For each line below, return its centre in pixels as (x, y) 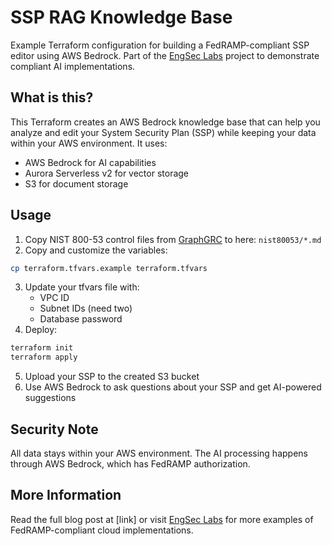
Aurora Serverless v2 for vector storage (107, 173)
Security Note (54, 429)
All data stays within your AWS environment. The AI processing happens (159, 453)
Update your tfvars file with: (82, 287)
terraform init (42, 348)
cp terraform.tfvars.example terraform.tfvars (109, 268)
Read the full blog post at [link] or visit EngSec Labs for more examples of (162, 519)
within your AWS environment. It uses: (89, 143)
